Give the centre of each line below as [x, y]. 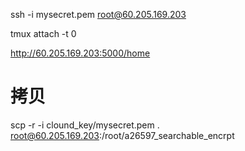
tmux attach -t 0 [43, 33]
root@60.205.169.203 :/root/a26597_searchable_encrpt [122, 135]
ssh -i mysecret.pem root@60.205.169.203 [98, 14]
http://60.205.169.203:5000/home [80, 53]
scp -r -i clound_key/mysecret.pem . [85, 125]
